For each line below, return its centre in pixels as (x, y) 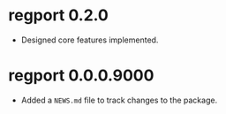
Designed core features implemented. (90, 40)
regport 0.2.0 (59, 15)
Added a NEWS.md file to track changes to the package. (119, 100)
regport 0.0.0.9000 (81, 76)
